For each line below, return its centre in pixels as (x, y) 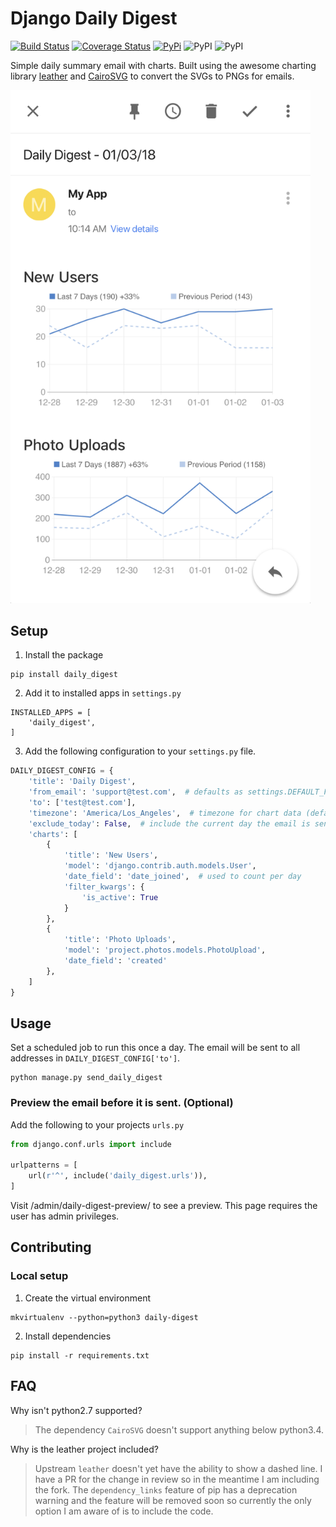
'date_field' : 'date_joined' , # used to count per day (182, 877)
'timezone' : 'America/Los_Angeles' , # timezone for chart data (165, 813)
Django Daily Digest (94, 18)
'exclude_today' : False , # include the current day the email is (169, 823)
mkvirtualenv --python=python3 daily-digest (104, 1317)
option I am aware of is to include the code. (124, 1511)
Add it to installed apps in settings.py (103, 693)
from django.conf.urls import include (91, 1144)
